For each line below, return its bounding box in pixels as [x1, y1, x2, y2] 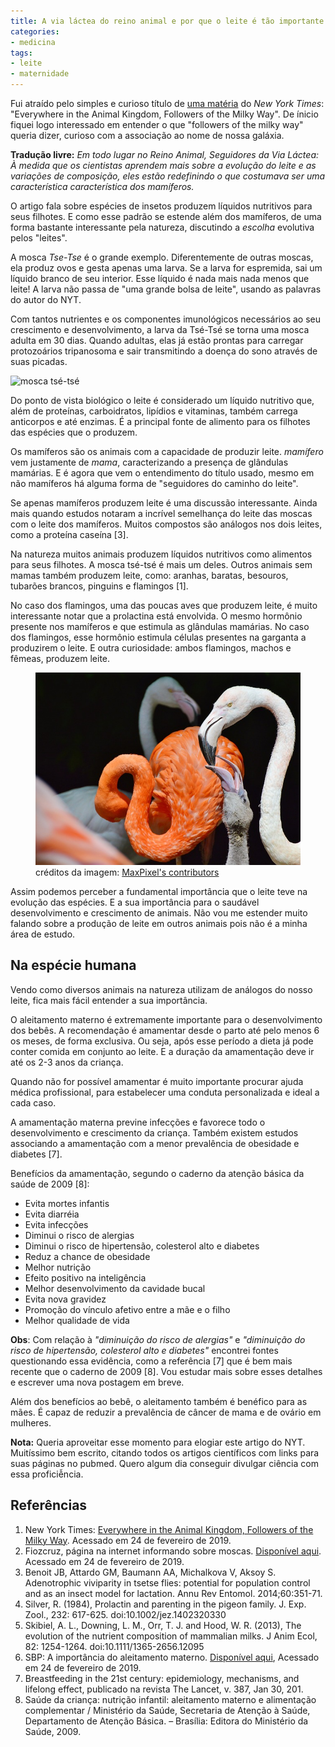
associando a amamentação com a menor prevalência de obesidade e [10, 1137, 300, 1149]
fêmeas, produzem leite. [10, 653, 111, 664]
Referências [10, 1497, 88, 1514]
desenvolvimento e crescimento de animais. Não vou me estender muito [10, 907, 308, 919]
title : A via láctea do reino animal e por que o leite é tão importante [10, 16, 325, 26]
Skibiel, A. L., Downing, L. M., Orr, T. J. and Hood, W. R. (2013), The [24, 1619, 302, 1631]
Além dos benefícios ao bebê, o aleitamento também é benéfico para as [10, 1395, 308, 1407]
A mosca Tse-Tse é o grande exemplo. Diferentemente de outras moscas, [10, 251, 314, 263]
